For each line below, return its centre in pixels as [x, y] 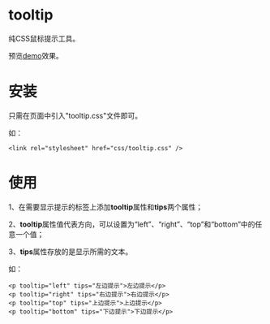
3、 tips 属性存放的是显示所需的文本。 [71, 251]
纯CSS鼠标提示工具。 [44, 38]
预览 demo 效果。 [36, 55]
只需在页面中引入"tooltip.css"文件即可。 [75, 115]
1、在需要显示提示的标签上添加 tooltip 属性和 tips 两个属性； [106, 207]
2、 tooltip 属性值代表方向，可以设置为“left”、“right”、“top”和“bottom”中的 [132, 224]
